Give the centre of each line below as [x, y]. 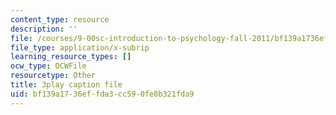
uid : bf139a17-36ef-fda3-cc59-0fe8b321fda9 [102, 94]
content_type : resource [60, 19]
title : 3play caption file [66, 85]
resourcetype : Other [53, 76]
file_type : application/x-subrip [80, 47]
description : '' [44, 29]
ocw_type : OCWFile [48, 66]
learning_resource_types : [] [71, 57]
